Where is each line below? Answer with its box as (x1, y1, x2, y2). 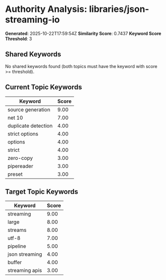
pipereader (7, 162, 34, 169)
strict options (7, 130, 39, 137)
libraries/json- (89, 3, 150, 15)
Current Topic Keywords (5, 83, 82, 91)
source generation (7, 106, 51, 113)
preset (7, 170, 23, 177)
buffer (7, 259, 22, 266)
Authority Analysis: (5, 3, 88, 15)
